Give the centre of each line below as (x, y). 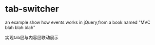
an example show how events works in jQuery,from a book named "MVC (78, 22)
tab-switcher (32, 9)
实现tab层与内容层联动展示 (32, 37)
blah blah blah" (20, 27)
